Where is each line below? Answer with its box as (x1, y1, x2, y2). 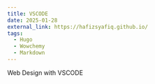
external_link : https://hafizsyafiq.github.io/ (7, 23, 149, 30)
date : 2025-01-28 (7, 17, 58, 24)
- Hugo (13, 36, 33, 43)
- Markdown (13, 50, 45, 57)
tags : (7, 29, 23, 37)
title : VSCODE (7, 10, 49, 17)
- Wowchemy (13, 43, 45, 50)
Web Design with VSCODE (7, 68, 84, 77)
